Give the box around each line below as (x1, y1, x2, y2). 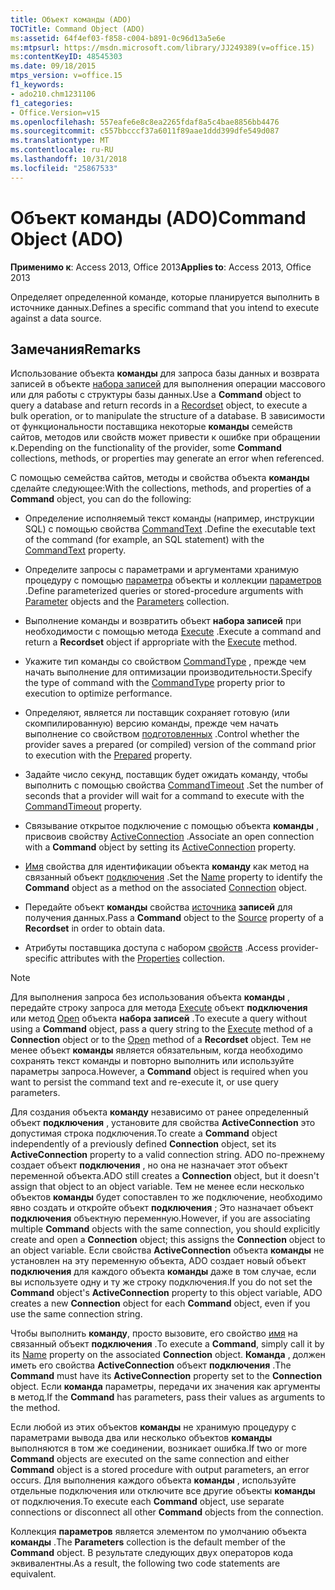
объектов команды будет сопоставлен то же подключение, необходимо (10, 1191, 323, 1203)
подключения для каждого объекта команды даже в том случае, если (10, 1266, 317, 1278)
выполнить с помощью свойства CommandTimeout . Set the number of (24, 779, 324, 791)
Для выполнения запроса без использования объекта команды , (10, 991, 290, 1003)
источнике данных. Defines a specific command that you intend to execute (10, 301, 320, 313)
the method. (10, 1402, 61, 1414)
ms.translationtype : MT (10, 136, 110, 146)
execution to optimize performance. (24, 687, 173, 700)
